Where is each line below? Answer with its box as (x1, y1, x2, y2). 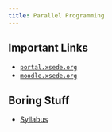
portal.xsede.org (19, 64, 78, 72)
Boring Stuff (8, 93, 70, 107)
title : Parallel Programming (8, 11, 105, 20)
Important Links (8, 41, 89, 55)
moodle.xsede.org (19, 72, 78, 80)
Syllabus (19, 115, 48, 124)
